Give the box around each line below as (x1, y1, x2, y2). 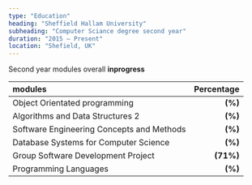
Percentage (194, 84, 240, 95)
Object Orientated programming (12, 97, 134, 109)
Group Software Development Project (12, 150, 156, 161)
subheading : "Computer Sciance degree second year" (8, 27, 186, 35)
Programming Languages (12, 163, 109, 174)
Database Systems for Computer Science (12, 137, 170, 148)
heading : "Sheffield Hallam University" (8, 19, 147, 28)
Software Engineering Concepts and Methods (12, 123, 186, 135)
